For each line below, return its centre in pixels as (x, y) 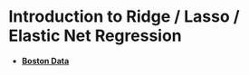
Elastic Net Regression (95, 36)
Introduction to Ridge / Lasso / (124, 17)
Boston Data (45, 61)
